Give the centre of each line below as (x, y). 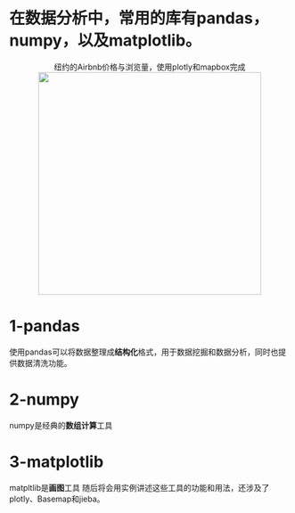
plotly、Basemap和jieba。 (57, 499)
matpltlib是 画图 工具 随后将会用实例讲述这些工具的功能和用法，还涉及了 (139, 487)
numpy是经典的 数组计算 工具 (61, 425)
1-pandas (45, 326)
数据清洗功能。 (44, 362)
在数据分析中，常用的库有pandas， (139, 18)
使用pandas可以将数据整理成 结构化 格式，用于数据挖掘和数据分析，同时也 (144, 352)
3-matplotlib (57, 462)
